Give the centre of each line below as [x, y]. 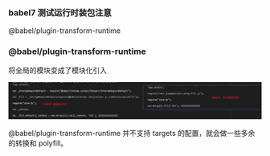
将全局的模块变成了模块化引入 [57, 70]
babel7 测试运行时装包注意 [60, 12]
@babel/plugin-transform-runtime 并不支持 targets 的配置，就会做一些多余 [132, 133]
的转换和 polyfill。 [38, 143]
